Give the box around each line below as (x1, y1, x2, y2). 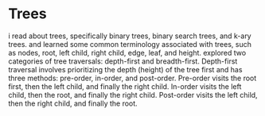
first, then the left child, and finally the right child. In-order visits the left (8, 81, 242, 91)
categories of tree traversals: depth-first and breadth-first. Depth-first (8, 56, 238, 66)
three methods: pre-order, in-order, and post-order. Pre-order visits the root (8, 73, 257, 83)
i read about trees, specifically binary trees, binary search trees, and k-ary (8, 31, 252, 41)
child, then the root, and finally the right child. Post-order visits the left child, (8, 90, 258, 99)
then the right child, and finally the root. (8, 99, 138, 108)
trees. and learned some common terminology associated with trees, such (8, 39, 252, 48)
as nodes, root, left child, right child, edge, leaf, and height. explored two (8, 48, 247, 57)
